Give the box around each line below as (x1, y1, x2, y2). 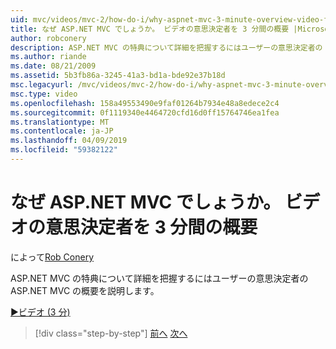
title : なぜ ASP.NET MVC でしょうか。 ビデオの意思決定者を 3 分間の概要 (10, 24, 290, 34)
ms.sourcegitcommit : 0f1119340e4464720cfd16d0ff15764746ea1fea (10, 107, 280, 118)
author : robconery (10, 33, 87, 43)
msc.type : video (10, 89, 78, 99)
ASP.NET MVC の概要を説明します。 (10, 284, 160, 296)
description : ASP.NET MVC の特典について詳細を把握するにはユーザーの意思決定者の (10, 42, 323, 53)
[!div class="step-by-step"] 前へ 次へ (34, 327, 188, 339)
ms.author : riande (10, 52, 87, 62)
